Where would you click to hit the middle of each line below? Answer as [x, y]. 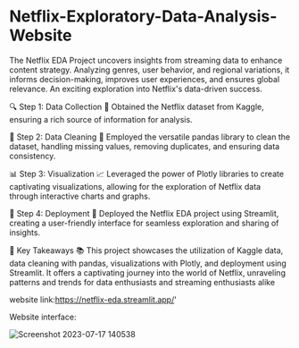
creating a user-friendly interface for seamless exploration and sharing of [144, 223]
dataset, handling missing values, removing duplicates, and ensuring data [145, 146]
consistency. [33, 156]
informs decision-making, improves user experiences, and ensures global [145, 79]
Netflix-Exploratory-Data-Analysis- [143, 17]
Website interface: [43, 317]
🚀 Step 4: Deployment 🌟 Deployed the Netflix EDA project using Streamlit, [144, 213]
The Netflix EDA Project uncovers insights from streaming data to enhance [146, 60]
